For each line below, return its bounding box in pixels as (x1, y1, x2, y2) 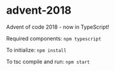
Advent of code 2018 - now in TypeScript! (6, 23, 110, 30)
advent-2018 (6, 4, 72, 17)
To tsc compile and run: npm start (6, 58, 90, 65)
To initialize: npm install (6, 46, 67, 54)
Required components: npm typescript (6, 35, 102, 42)
